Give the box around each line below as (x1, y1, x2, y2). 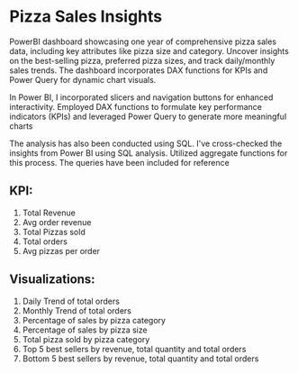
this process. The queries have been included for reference (9, 157, 230, 168)
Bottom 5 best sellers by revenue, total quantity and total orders (22, 353, 259, 364)
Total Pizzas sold (22, 226, 86, 237)
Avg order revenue (22, 216, 92, 227)
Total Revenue (22, 207, 77, 218)
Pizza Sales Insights (9, 6, 163, 27)
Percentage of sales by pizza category (22, 314, 167, 325)
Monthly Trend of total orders (22, 305, 132, 316)
